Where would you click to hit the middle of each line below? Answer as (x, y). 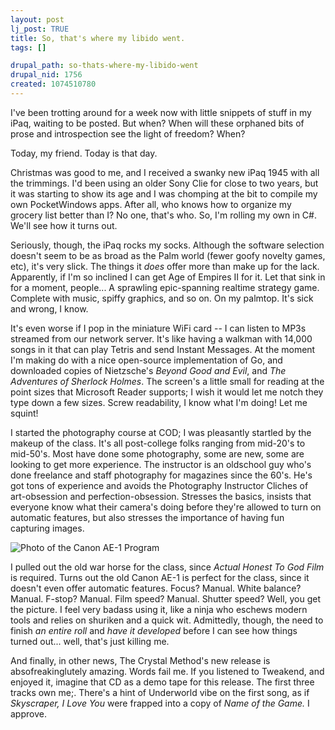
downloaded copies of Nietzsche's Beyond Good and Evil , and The (148, 370)
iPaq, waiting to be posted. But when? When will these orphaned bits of (157, 123)
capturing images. (47, 528)
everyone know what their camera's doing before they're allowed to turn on (166, 507)
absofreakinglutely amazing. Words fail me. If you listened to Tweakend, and (167, 671)
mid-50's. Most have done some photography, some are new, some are (157, 453)
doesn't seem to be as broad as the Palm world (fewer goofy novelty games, (168, 255)
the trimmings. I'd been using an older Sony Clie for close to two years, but (164, 183)
